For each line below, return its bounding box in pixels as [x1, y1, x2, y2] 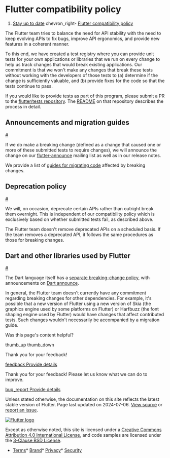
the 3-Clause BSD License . [5, 437, 62, 444]
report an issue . [5, 407, 38, 413]
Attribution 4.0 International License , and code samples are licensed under [5, 432, 161, 438]
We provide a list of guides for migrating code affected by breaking [5, 162, 146, 168]
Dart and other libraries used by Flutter [5, 251, 130, 260]
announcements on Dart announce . [5, 280, 80, 286]
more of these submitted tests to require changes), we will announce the [5, 147, 157, 153]
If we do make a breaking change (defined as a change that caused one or [5, 141, 161, 147]
